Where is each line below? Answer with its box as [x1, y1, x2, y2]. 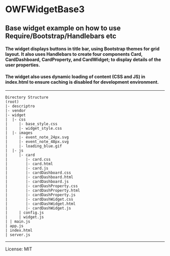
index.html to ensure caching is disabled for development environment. [5, 79, 159, 85]
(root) [5, 99, 19, 104]
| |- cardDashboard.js [5, 179, 69, 185]
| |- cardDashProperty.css [5, 184, 78, 189]
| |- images [5, 130, 33, 135]
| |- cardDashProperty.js [5, 193, 76, 198]
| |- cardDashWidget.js [5, 206, 71, 211]
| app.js [5, 224, 24, 229]
